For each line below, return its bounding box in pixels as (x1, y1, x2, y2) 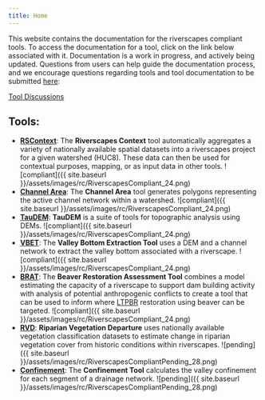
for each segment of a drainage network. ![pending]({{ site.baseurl (19, 374, 239, 384)
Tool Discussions (8, 91, 65, 101)
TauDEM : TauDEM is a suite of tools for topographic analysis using (19, 213, 241, 222)
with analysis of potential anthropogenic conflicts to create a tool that (19, 289, 248, 298)
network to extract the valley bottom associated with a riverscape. (19, 246, 238, 256)
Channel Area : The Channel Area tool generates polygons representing (19, 187, 257, 197)
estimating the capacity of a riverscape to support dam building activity (19, 281, 255, 290)
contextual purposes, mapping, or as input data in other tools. (19, 162, 223, 171)
